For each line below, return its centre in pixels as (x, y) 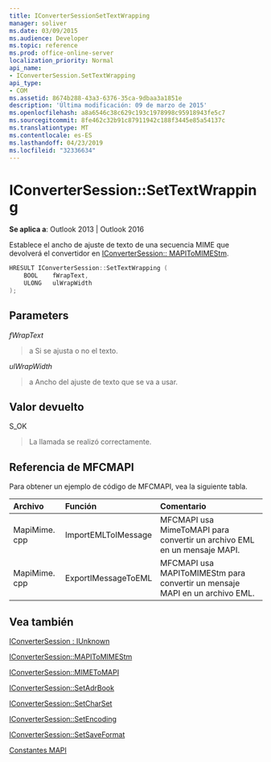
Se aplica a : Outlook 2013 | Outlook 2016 (76, 229)
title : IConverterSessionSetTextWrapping (80, 16)
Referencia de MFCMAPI (72, 467)
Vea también (41, 622)
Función (81, 506)
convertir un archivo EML (207, 540)
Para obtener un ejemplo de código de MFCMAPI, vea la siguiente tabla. (128, 486)
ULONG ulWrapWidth (58, 283)
